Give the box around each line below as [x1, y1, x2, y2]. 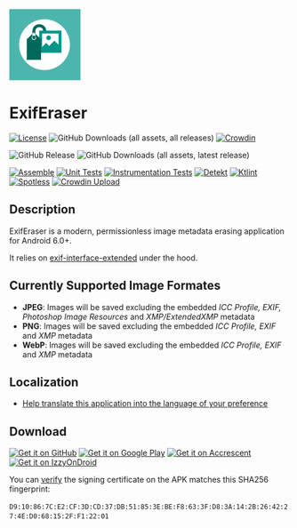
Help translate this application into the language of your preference [21, 398, 269, 409]
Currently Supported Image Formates [9, 278, 221, 293]
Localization [9, 374, 79, 389]
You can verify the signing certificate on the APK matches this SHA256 [9, 475, 269, 485]
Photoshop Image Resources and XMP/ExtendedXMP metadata [21, 311, 255, 322]
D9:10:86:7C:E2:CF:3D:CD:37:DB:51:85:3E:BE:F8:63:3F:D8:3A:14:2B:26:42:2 [9, 502, 289, 512]
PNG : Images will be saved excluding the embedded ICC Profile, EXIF [21, 320, 277, 332]
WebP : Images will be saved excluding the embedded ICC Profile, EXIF [21, 340, 282, 350]
